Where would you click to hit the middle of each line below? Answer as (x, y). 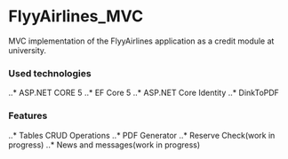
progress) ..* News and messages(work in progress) (104, 145)
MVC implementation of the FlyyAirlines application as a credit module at (141, 41)
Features (28, 115)
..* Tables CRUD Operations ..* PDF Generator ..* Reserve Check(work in (142, 135)
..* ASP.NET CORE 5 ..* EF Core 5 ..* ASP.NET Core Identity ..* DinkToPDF (144, 93)
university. (27, 50)
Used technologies (50, 73)
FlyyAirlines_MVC (76, 16)
